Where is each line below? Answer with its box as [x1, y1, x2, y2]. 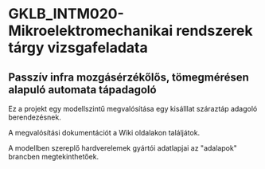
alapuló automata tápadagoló [8, 83, 157, 96]
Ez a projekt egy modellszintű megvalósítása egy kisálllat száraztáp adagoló [8, 104, 258, 113]
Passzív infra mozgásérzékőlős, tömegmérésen [8, 70, 249, 84]
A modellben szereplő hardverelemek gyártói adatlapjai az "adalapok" [8, 143, 237, 152]
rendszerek [176, 22, 253, 40]
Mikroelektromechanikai [8, 22, 173, 40]
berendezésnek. [8, 112, 61, 122]
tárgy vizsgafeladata [8, 39, 149, 57]
